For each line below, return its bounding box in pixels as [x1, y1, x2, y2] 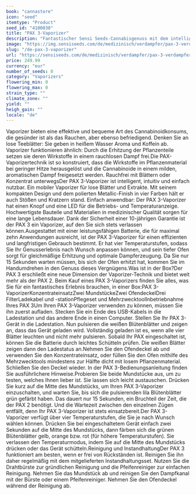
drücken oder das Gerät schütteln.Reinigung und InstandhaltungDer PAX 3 [6, 445, 185, 452]
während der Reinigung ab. [6, 482, 71, 489]
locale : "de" [6, 112, 38, 118]
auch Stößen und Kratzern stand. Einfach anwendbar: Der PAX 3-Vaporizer [6, 197, 187, 204]
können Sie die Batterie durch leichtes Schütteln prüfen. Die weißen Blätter [6, 339, 185, 346]
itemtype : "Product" [6, 19, 57, 25]
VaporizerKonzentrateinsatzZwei [6, 290, 85, 297]
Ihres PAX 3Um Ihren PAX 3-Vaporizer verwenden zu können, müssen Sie [6, 302, 183, 309]
